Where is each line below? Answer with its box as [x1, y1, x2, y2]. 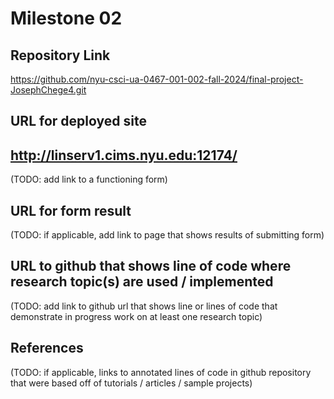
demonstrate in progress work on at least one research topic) [10, 310, 263, 322]
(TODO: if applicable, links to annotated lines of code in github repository [10, 366, 312, 378]
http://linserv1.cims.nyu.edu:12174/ [10, 147, 238, 164]
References [10, 340, 84, 357]
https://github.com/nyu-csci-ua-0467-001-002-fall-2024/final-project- [10, 73, 304, 85]
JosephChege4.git [10, 84, 87, 96]
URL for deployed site [10, 113, 147, 130]
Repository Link [10, 47, 111, 64]
